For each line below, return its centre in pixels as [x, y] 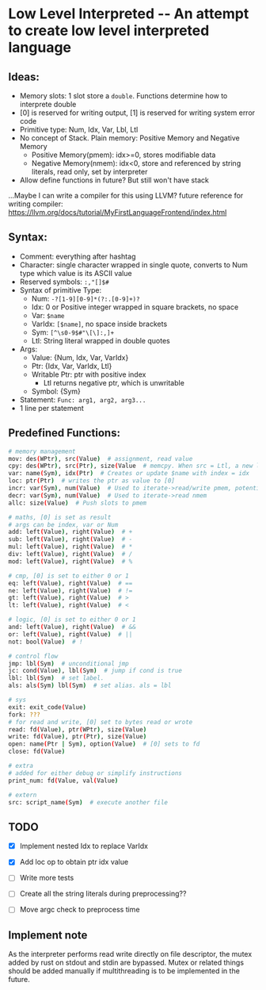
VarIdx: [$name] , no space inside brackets [99, 324]
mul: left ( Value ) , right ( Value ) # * [70, 547]
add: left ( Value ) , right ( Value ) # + [70, 532]
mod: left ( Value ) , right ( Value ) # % [70, 561]
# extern [23, 795]
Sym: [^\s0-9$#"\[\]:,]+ [73, 332]
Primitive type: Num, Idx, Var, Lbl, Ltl [79, 129]
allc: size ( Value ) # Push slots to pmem [78, 503]
